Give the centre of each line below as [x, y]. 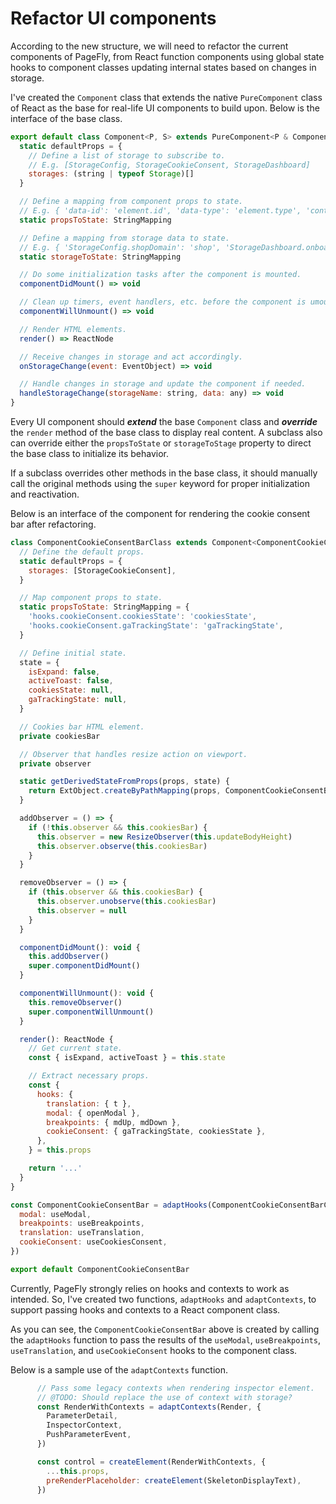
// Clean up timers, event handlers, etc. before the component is [163, 302]
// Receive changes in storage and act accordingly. [131, 357]
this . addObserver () [69, 957]
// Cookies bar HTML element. [82, 727]
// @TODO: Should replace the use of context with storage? [164, 1397]
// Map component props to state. [91, 598]
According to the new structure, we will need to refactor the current [149, 46]
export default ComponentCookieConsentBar [100, 1269]
